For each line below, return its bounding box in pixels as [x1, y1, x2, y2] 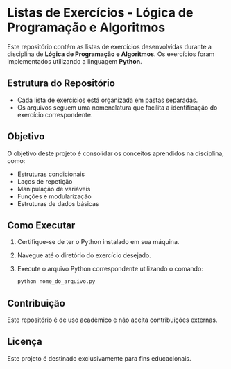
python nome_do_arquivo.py [17, 278, 96, 285]
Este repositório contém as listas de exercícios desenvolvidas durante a [7, 42, 212, 51]
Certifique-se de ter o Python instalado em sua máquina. [17, 238, 180, 246]
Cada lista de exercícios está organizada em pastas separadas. [17, 96, 198, 104]
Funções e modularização [17, 192, 92, 200]
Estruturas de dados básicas [17, 199, 99, 207]
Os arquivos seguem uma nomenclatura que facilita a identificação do [17, 103, 218, 112]
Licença [7, 336, 43, 347]
